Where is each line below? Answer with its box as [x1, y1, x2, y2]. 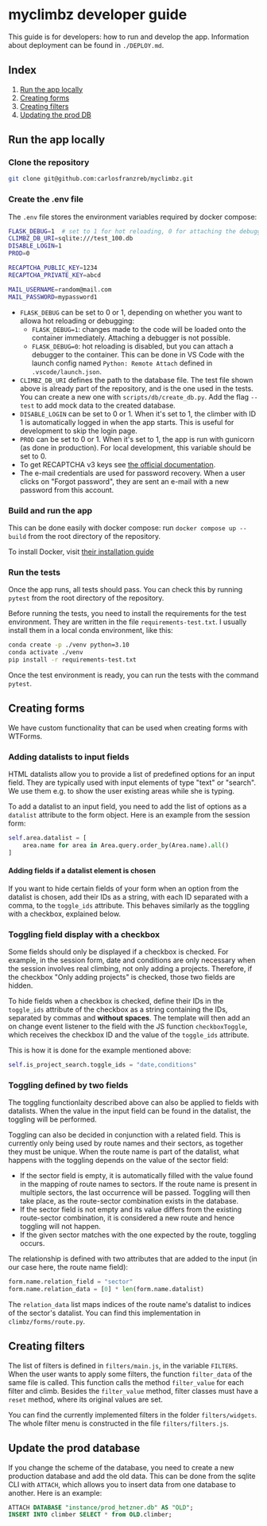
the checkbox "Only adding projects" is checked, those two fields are [8, 973, 236, 982]
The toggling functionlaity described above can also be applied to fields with [8, 1098, 259, 1107]
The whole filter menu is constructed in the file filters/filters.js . [8, 1419, 229, 1428]
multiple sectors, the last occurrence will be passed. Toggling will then [19, 1188, 251, 1197]
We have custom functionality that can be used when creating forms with [8, 723, 248, 732]
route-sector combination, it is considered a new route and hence [19, 1213, 235, 1223]
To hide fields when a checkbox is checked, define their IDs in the [8, 997, 224, 1006]
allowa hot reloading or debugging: [19, 316, 135, 326]
